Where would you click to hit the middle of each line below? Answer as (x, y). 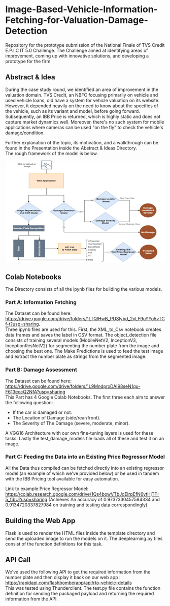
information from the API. (32, 599)
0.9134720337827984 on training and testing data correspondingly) (76, 505)
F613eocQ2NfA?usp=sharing (35, 391)
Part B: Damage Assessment (41, 370)
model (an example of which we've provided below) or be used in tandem (82, 473)
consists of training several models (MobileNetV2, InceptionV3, (71, 340)
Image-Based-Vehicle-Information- (82, 9)
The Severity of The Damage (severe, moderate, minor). (71, 423)
